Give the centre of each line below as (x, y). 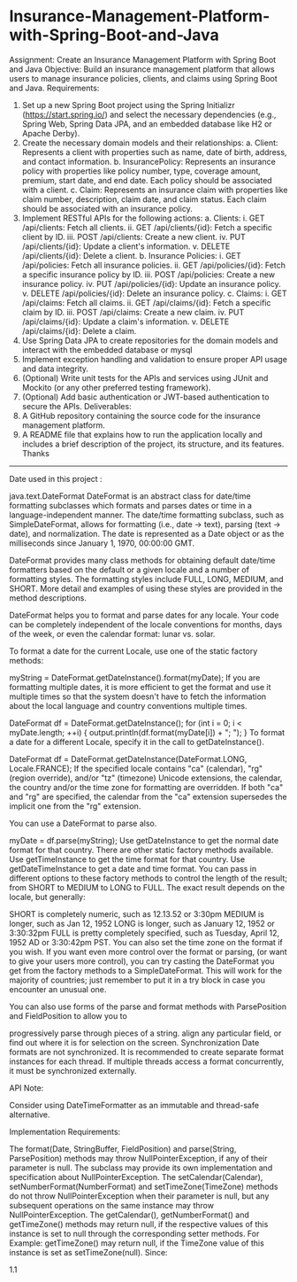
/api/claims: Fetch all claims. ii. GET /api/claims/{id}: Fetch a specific (146, 302)
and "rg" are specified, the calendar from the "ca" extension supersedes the (148, 796)
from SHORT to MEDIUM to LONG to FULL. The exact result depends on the (147, 887)
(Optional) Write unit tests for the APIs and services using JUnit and (145, 377)
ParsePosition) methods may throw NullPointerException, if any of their (138, 1158)
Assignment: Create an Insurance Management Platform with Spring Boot (143, 59)
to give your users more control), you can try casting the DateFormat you (142, 961)
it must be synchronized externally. (73, 1070)
